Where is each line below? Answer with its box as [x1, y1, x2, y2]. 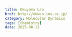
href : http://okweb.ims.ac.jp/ [5, 12, 68, 16]
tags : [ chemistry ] [5, 20, 42, 25]
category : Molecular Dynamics [5, 16, 66, 21]
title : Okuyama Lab [5, 7, 44, 12]
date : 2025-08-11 [5, 25, 40, 30]
